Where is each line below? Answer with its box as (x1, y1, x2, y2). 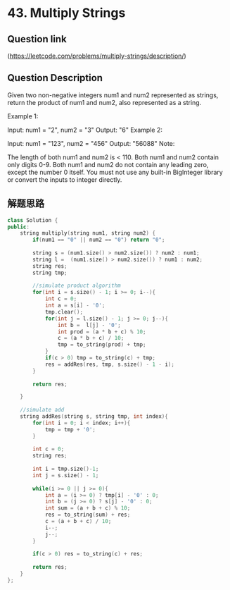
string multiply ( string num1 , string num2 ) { (20, 230, 156, 237)
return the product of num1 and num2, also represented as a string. (7, 98, 202, 106)
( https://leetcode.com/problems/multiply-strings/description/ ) (7, 51, 186, 60)
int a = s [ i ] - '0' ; (44, 302, 106, 309)
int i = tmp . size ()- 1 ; (32, 465, 99, 472)
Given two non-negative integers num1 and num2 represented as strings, (7, 90, 219, 99)
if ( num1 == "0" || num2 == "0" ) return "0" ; (32, 236, 165, 244)
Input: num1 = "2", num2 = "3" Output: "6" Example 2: (7, 125, 163, 134)
